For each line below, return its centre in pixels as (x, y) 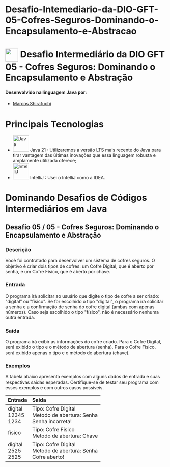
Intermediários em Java (56, 208)
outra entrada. (20, 317)
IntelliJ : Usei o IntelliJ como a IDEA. (67, 177)
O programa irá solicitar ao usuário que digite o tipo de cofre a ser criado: (82, 296)
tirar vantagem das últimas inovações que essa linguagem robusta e (84, 155)
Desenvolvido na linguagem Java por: (46, 92)
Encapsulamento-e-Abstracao (71, 31)
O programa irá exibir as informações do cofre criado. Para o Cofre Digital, (83, 341)
